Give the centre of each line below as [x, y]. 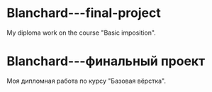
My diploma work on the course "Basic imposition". [82, 33]
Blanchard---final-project [84, 13]
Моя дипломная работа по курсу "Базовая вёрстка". [87, 81]
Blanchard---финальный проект [106, 61]
